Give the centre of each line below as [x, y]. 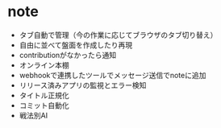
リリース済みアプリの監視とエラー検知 [83, 85]
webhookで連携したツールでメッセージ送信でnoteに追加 [113, 75]
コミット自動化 [44, 105]
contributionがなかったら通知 [68, 55]
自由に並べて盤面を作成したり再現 [76, 45]
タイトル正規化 [44, 95]
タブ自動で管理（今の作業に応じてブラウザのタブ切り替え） [118, 35]
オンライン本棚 [44, 65]
